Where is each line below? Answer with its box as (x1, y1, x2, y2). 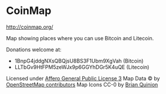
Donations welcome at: (6, 46, 62, 53)
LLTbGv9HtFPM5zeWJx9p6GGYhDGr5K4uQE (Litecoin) (14, 63, 150, 71)
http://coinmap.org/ (6, 23, 53, 30)
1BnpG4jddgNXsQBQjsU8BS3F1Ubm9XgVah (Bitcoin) (14, 57, 144, 64)
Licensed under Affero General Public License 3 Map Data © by (6, 75, 160, 82)
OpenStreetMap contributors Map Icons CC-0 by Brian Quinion (6, 81, 158, 88)
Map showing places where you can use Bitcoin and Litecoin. (6, 34, 154, 41)
